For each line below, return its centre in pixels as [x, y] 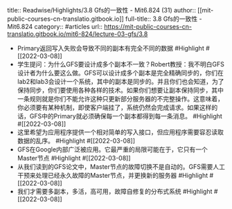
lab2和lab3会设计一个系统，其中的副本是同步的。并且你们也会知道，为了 [121, 81]
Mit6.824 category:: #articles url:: [55, 27]
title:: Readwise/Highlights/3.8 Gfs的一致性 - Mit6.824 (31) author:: [101, 10]
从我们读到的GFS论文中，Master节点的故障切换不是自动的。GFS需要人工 [121, 167]
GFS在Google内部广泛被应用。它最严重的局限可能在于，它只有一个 [112, 149]
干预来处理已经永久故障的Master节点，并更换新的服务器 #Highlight [113, 175]
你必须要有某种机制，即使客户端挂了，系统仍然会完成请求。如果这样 [114, 107]
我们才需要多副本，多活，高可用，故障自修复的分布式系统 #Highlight [115, 191]
